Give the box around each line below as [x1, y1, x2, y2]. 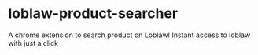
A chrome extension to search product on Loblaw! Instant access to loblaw [8, 30, 251, 40]
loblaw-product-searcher [8, 5, 179, 22]
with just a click [8, 38, 59, 47]
